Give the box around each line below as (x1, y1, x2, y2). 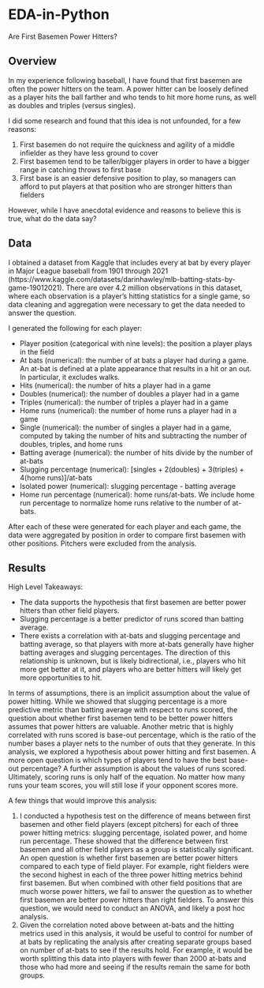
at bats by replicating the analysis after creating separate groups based (19, 937, 252, 947)
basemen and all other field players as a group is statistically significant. (19, 845, 254, 855)
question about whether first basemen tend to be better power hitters (8, 713, 233, 723)
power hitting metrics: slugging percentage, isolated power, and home (19, 828, 247, 838)
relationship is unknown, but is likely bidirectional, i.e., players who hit (19, 656, 247, 666)
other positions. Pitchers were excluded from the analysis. (8, 539, 197, 548)
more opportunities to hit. (19, 673, 102, 682)
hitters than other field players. (19, 606, 120, 615)
